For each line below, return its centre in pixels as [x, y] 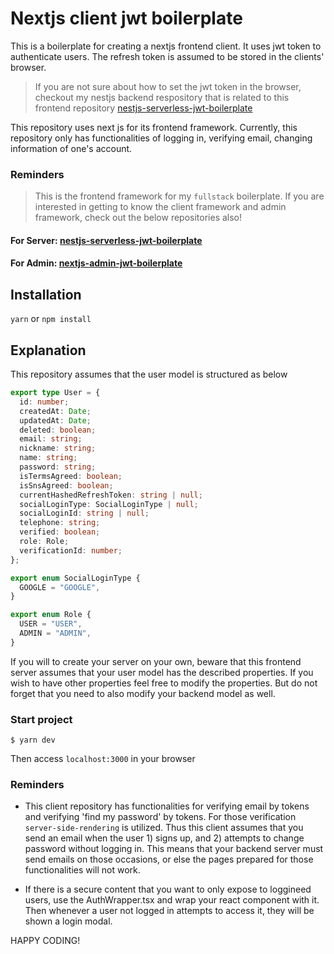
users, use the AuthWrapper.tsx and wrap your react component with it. [172, 900]
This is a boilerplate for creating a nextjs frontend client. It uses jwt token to [166, 46]
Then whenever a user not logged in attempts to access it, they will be [169, 911]
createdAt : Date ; [55, 411]
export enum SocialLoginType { [75, 578]
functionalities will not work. [82, 870]
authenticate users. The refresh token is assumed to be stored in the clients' [167, 56]
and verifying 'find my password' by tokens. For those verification [160, 817]
